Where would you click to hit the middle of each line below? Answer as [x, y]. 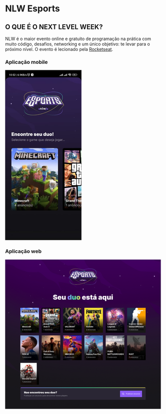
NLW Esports [33, 9]
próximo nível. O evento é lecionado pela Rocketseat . [59, 49]
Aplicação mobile [26, 62]
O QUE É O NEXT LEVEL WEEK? [54, 27]
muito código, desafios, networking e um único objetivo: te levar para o [78, 44]
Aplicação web [23, 251]
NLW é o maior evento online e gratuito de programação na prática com [78, 39]
